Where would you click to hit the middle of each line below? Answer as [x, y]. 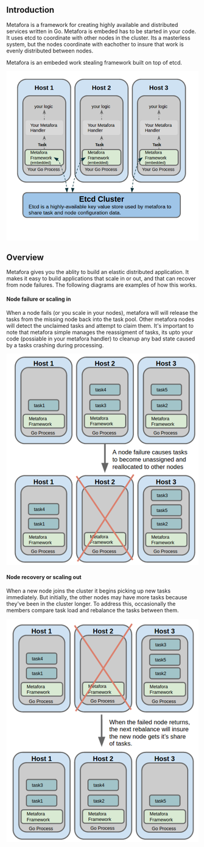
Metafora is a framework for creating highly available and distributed [92, 24]
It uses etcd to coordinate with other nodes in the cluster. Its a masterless [98, 38]
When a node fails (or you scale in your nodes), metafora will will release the [102, 312]
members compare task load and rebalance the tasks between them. [93, 610]
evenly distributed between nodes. [50, 51]
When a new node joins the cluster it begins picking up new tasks [89, 591]
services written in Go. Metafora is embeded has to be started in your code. [101, 31]
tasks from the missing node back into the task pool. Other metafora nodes [100, 319]
